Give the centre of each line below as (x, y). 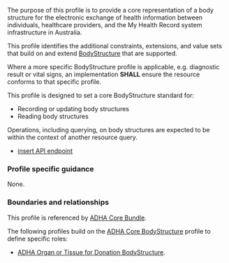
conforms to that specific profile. (54, 82)
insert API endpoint (45, 151)
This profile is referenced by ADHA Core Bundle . (77, 218)
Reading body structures (53, 116)
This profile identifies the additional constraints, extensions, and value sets (114, 46)
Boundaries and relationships (58, 202)
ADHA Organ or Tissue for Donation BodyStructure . (91, 252)
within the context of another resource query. (73, 137)
